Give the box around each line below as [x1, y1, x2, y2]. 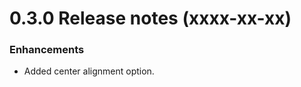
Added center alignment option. [23, 65, 155, 77]
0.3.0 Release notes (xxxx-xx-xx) [9, 7, 292, 30]
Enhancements [9, 43, 85, 57]
